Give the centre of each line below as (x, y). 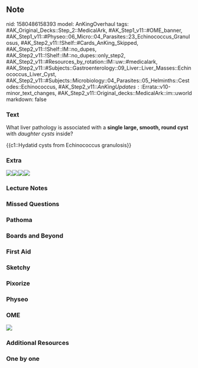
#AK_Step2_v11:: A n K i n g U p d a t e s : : (100, 87)
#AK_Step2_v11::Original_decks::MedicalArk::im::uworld (125, 93)
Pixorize (18, 283)
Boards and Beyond (35, 236)
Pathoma (19, 220)
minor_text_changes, (31, 93)
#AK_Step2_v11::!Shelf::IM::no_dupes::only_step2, (66, 55)
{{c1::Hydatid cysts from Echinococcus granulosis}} (69, 145)
